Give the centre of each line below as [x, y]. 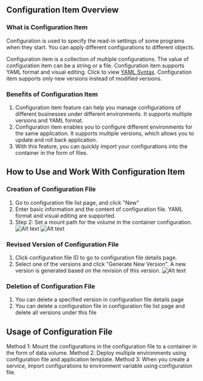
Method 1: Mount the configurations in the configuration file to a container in [102, 346]
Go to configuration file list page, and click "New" [77, 202]
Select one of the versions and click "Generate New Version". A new [101, 264]
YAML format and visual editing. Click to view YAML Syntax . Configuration [99, 72]
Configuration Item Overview [63, 10]
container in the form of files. [51, 152]
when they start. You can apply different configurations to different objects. [101, 47]
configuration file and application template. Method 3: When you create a [98, 360]
